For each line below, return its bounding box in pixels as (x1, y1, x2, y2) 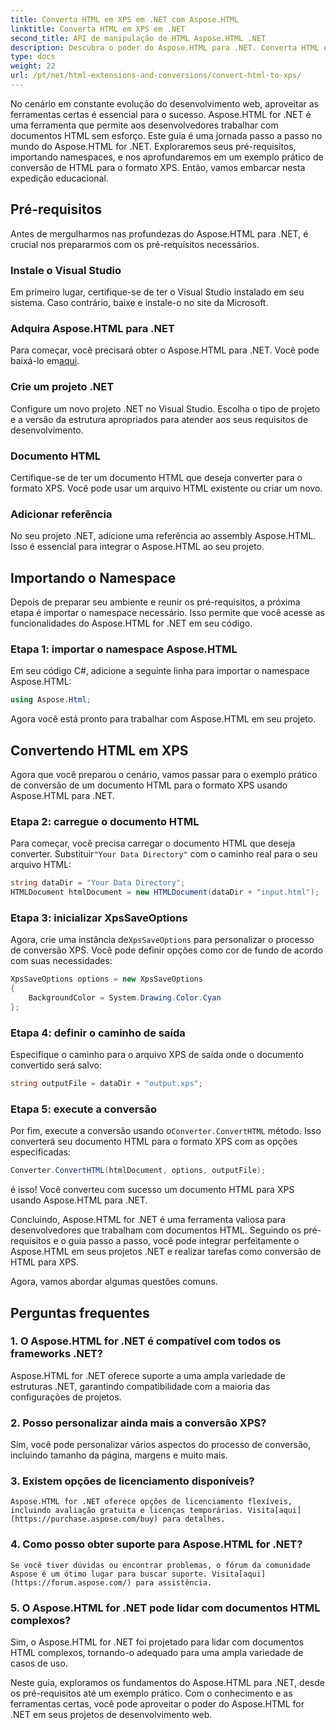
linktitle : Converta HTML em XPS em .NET (10, 24, 186, 34)
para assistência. (135, 1577, 213, 1588)
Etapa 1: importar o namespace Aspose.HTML (10, 642, 238, 656)
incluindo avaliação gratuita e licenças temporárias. (10, 1506, 244, 1516)
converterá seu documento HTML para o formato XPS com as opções (10, 1136, 298, 1148)
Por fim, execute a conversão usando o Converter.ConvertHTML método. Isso (10, 1125, 322, 1137)
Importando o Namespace (10, 569, 177, 586)
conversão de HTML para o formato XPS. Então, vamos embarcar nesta (10, 161, 306, 173)
